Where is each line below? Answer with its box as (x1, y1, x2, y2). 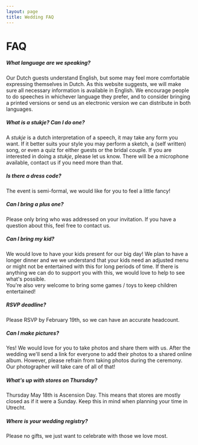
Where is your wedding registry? (6, 418, 88, 425)
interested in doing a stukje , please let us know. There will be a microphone (6, 153, 189, 160)
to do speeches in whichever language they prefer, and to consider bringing (6, 93, 190, 100)
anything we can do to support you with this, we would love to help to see (6, 269, 185, 276)
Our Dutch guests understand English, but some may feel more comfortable (6, 74, 190, 81)
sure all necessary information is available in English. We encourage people (6, 87, 190, 94)
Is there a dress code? (6, 172, 62, 180)
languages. (6, 106, 34, 113)
